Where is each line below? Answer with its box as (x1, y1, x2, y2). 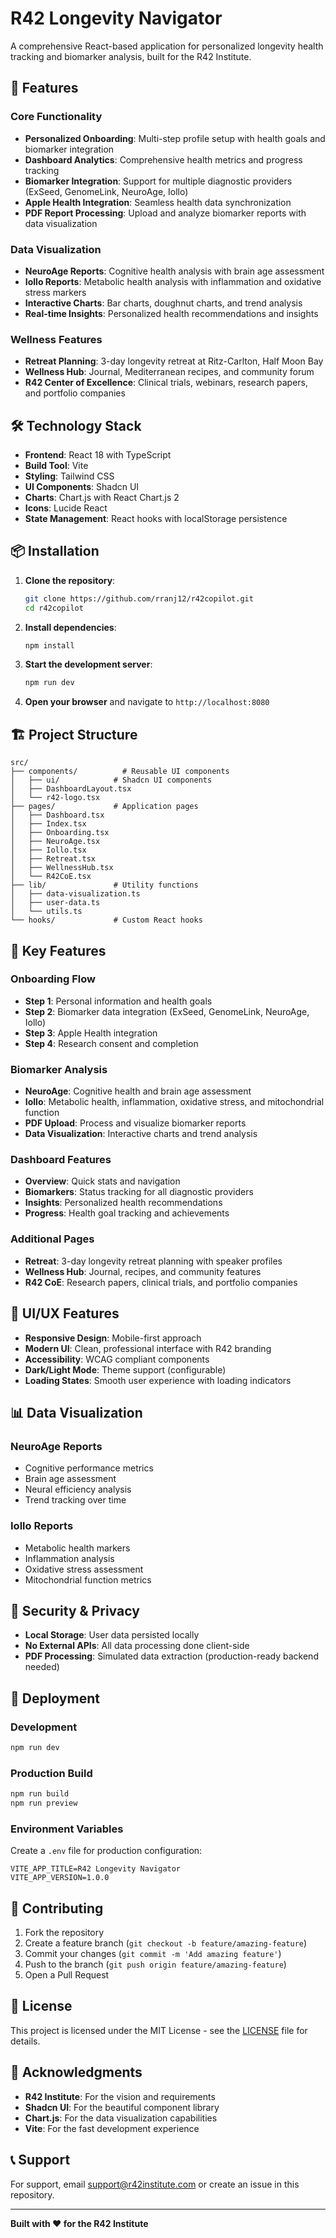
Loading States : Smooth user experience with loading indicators (24, 1374, 292, 1386)
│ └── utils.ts (10, 907, 83, 917)
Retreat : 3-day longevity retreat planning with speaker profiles (24, 1255, 283, 1267)
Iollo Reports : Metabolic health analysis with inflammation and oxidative (24, 275, 322, 287)
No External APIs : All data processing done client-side (24, 1640, 250, 1652)
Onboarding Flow (10, 972, 96, 986)
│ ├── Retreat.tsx (10, 854, 97, 864)
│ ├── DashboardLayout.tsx (10, 784, 132, 794)
